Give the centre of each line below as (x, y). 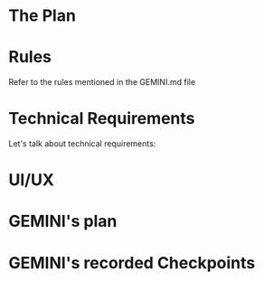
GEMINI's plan (63, 221)
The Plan (42, 16)
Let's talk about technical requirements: (82, 144)
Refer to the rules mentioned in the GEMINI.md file (102, 82)
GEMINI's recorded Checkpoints (132, 262)
